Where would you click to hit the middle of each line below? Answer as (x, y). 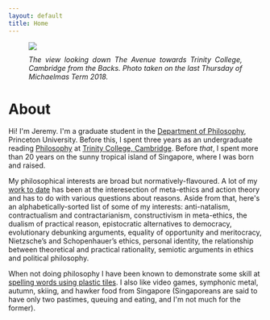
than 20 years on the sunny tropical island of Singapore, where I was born (131, 157)
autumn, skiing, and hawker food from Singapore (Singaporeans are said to (133, 291)
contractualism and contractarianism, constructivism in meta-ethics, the (128, 215)
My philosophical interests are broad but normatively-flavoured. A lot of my (133, 181)
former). (22, 308)
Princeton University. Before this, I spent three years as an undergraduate (131, 140)
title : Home (28, 23)
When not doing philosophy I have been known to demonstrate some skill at (134, 274)
